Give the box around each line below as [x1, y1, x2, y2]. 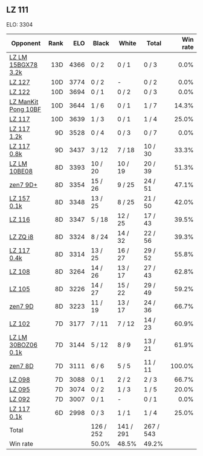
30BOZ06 [9, 341, 38, 349]
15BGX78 [9, 60, 38, 69]
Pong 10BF [9, 105, 41, 114]
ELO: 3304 [6, 21, 33, 28]
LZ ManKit [9, 97, 39, 106]
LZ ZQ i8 [9, 233, 34, 241]
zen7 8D [9, 362, 34, 370]
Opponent [11, 39, 41, 47]
